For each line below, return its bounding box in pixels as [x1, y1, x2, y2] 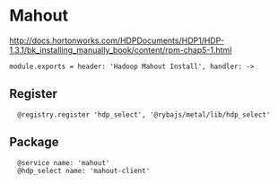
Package [9, 135, 60, 150]
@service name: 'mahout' [17, 158, 110, 167]
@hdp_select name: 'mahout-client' [17, 166, 151, 175]
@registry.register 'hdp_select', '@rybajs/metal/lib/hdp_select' [17, 110, 271, 119]
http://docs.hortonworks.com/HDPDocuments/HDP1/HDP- [9, 35, 224, 46]
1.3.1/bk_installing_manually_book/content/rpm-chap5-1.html [9, 44, 232, 55]
